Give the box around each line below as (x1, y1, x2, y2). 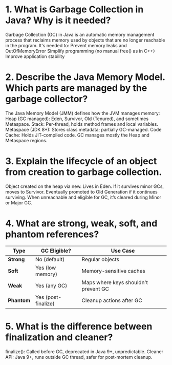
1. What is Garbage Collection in (5, 4, 144, 15)
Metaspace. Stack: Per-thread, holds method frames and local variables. (5, 121, 159, 127)
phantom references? (5, 228, 99, 240)
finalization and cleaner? (5, 331, 113, 343)
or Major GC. (5, 199, 32, 206)
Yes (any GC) (35, 282, 68, 289)
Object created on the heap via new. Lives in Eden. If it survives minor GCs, (5, 183, 164, 189)
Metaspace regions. (5, 137, 48, 143)
